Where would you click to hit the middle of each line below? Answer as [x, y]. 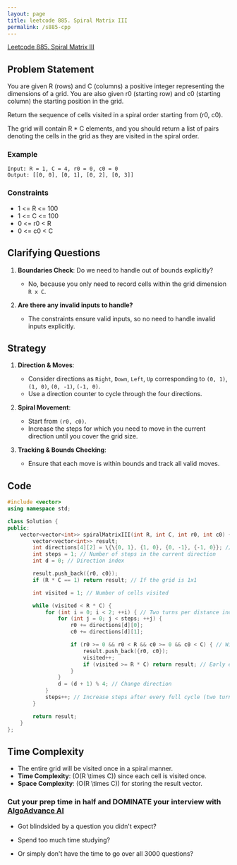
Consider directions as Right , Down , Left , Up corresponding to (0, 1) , [128, 379]
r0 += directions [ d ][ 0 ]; [107, 626]
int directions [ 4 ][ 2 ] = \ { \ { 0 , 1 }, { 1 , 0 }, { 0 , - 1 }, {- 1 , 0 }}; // [132, 548]
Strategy [27, 348]
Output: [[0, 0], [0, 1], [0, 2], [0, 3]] [71, 175]
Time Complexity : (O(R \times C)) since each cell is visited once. [112, 776]
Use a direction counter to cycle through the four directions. [115, 394]
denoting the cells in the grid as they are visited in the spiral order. [103, 136]
